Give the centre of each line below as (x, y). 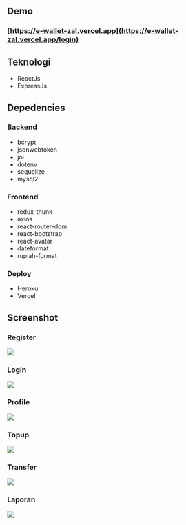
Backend (22, 127)
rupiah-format (37, 256)
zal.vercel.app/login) (43, 39)
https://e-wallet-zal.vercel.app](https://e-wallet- (94, 31)
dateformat (33, 248)
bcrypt (27, 142)
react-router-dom (42, 226)
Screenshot (33, 318)
